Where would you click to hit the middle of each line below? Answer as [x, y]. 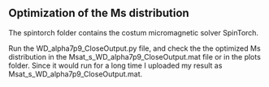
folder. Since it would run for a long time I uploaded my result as [115, 65]
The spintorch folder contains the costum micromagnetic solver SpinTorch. [133, 32]
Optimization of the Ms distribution [99, 13]
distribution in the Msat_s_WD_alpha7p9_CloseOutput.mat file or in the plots [135, 56]
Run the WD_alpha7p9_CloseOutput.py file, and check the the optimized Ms [135, 48]
